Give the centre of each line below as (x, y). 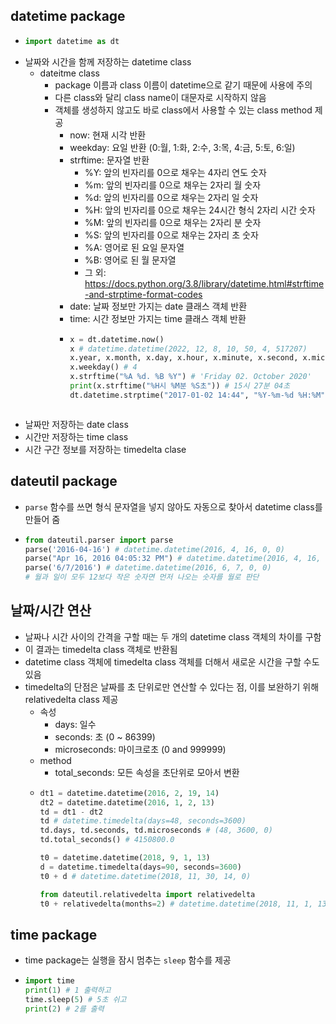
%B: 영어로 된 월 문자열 (130, 260)
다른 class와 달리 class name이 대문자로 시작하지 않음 (160, 97)
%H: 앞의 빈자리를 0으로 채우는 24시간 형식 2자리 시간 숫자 (200, 210)
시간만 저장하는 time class (76, 436)
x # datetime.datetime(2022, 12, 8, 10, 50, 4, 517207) (188, 349)
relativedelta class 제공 (71, 699)
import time (49, 981)
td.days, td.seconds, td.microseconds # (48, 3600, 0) (156, 830)
